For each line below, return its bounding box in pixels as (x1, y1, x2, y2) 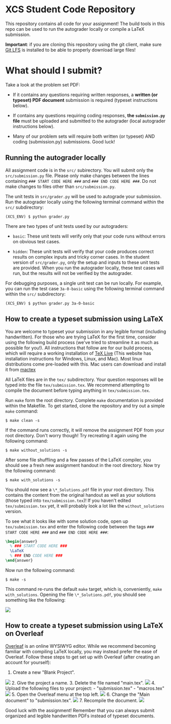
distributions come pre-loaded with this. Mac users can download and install (5, 361, 166, 367)
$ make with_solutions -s (5, 477, 60, 482)
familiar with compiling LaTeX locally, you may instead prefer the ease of (5, 648, 158, 654)
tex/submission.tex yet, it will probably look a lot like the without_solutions (5, 503, 164, 509)
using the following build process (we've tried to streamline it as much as (5, 339, 159, 345)
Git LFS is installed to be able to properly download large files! (5, 47, 136, 53)
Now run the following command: (5, 567, 76, 573)
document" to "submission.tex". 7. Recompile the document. (5, 697, 138, 704)
